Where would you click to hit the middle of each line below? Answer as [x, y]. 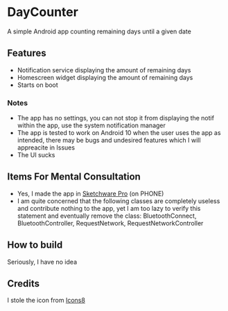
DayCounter [43, 12]
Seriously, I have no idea [42, 262]
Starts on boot [38, 85]
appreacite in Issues [46, 147]
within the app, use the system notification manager [91, 125]
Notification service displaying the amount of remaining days [104, 70]
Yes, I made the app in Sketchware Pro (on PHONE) [90, 193]
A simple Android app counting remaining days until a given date [99, 31]
